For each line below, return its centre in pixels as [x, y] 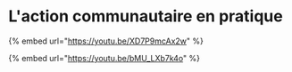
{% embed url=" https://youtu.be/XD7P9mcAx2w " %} [106, 41]
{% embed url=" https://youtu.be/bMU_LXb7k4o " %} [104, 58]
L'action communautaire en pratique [146, 16]
